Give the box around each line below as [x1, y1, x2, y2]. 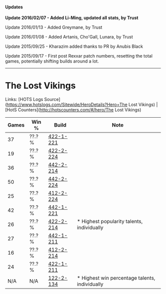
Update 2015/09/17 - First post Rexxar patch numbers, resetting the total [5, 53, 153, 59]
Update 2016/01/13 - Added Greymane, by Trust [5, 25, 103, 31]
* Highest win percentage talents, [77, 275, 156, 282]
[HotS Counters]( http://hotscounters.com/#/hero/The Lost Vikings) [5, 107, 142, 113]
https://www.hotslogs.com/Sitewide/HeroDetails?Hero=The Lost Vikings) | [6, 101, 158, 108]
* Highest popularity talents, [77, 218, 143, 225]
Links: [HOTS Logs [5, 97, 43, 102]
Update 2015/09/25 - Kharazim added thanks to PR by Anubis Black [5, 43, 143, 49]
